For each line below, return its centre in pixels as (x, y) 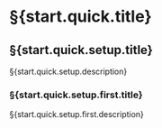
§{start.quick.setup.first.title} (76, 95)
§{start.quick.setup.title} (81, 50)
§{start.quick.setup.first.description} (76, 114)
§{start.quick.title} (81, 17)
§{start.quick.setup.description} (68, 71)
